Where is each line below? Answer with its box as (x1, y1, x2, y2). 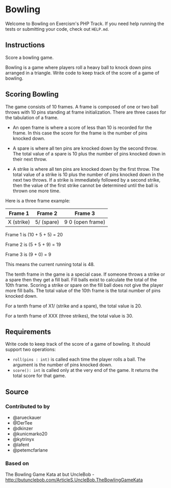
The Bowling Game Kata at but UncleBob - (5, 472, 94, 478)
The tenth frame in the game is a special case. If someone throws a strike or (5, 271, 165, 277)
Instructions (5, 41, 45, 50)
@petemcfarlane (12, 447, 48, 453)
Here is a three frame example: (5, 197, 70, 204)
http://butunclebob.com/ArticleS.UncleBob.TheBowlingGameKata (5, 477, 143, 483)
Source (5, 387, 29, 396)
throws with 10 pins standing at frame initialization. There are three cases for (5, 109, 166, 115)
